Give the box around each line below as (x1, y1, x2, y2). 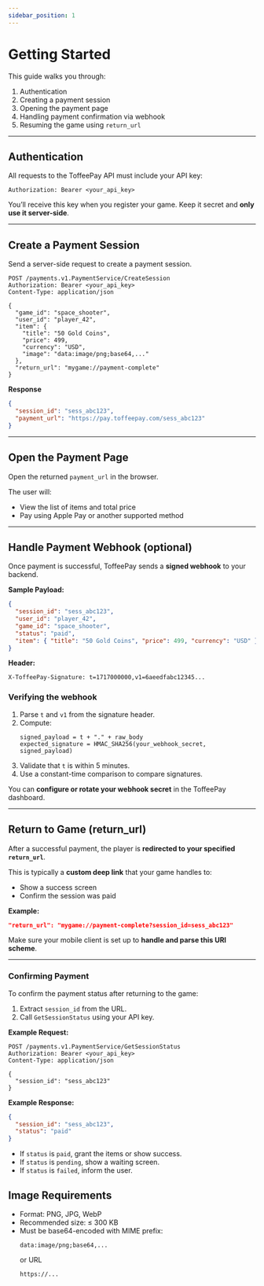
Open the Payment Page (8, 451, 129, 465)
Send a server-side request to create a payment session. (8, 259, 192, 269)
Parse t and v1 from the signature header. (19, 709, 156, 719)
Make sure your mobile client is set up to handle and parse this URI (8, 935, 226, 945)
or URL (19, 1255, 42, 1265)
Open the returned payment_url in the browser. (8, 472, 159, 481)
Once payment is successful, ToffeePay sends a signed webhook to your (8, 561, 246, 571)
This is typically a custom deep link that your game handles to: (8, 867, 212, 876)
